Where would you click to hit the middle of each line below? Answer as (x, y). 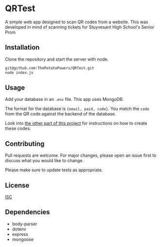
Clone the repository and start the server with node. (57, 59)
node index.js (19, 73)
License (17, 185)
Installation (22, 47)
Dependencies (27, 212)
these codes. (18, 129)
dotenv (19, 229)
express (20, 234)
